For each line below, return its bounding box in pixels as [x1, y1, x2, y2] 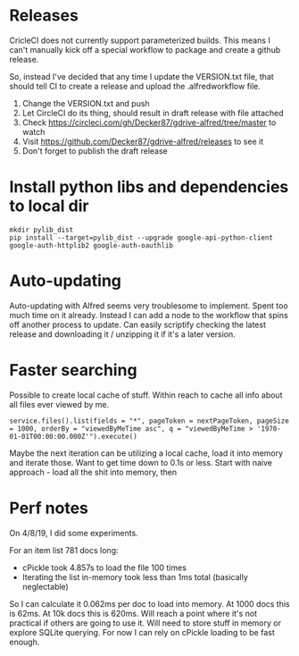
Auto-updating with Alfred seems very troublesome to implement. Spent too [9, 300, 288, 311]
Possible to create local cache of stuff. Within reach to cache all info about [9, 390, 283, 400]
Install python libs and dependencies [9, 177, 289, 198]
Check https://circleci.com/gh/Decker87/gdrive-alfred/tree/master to [21, 117, 277, 128]
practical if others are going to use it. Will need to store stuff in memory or [9, 618, 281, 628]
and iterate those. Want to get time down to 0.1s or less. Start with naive [9, 457, 273, 467]
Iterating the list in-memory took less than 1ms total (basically [21, 571, 248, 582]
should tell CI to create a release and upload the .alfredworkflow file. [9, 80, 262, 91]
